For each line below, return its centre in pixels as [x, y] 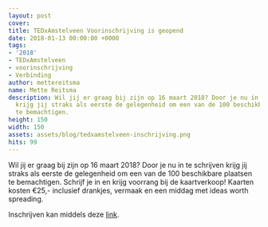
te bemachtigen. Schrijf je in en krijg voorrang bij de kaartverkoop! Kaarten [131, 181]
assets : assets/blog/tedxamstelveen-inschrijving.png [100, 134]
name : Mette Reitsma [43, 90]
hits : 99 [23, 142]
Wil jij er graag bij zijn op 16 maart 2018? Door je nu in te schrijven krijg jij [128, 165]
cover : [19, 23]
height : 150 [28, 120]
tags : [17, 46]
